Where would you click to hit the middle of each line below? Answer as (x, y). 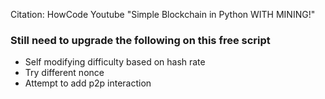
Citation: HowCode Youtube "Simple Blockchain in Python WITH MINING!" (163, 14)
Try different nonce (64, 73)
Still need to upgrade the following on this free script (140, 40)
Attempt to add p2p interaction (88, 83)
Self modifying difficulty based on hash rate (115, 62)
